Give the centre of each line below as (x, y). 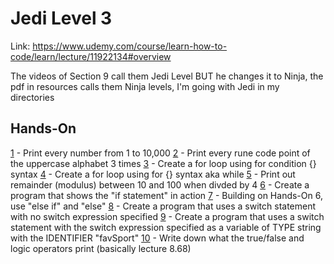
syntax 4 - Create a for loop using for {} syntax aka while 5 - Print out (153, 174)
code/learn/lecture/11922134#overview (91, 56)
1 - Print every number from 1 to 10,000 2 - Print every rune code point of (160, 153)
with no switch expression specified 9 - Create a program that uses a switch (167, 216)
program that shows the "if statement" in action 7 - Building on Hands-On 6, (166, 195)
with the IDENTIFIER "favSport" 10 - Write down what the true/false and (157, 238)
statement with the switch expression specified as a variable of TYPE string (166, 227)
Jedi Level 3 (61, 18)
